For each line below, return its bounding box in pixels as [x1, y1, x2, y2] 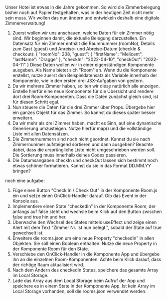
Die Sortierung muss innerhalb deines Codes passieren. [12, 152, 127, 158]
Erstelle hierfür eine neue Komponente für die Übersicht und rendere [12, 88, 154, 94]
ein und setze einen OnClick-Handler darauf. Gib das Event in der [12, 192, 147, 198]
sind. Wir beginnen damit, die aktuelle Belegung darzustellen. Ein [12, 35, 146, 41]
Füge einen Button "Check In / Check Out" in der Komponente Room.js [12, 187, 158, 193]
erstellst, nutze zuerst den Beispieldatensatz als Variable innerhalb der [12, 72, 158, 78]
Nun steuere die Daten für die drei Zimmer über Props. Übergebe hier [12, 104, 156, 110]
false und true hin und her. [12, 214, 67, 219]
